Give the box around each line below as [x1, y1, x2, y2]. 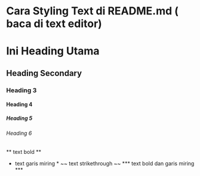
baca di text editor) [6, 17, 103, 31]
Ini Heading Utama [6, 44, 100, 58]
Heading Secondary [6, 68, 82, 78]
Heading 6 [6, 130, 32, 137]
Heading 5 [6, 114, 33, 122]
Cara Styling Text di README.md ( [6, 4, 179, 18]
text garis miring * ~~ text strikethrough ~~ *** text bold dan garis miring [14, 160, 195, 167]
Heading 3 [6, 86, 37, 94]
